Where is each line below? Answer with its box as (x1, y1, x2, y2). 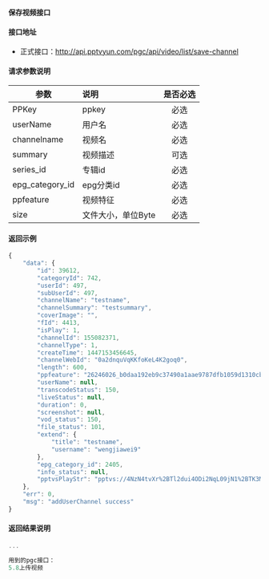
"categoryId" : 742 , (37, 273, 102, 282)
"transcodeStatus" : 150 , (37, 386, 120, 394)
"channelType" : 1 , (37, 341, 98, 349)
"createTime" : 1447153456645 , (37, 349, 138, 357)
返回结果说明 (8, 524, 50, 533)
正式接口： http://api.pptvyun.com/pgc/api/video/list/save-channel (19, 47, 239, 56)
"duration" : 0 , (37, 401, 88, 409)
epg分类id (82, 180, 120, 190)
